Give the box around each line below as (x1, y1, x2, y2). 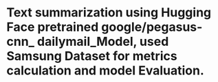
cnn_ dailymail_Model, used (6, 34, 169, 49)
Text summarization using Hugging (6, 5, 211, 20)
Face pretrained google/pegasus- (6, 19, 203, 35)
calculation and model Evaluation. (6, 63, 204, 79)
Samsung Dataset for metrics (6, 49, 177, 64)
